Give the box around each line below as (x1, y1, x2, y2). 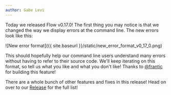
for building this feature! (5, 69, 56, 75)
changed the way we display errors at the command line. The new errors (5, 27, 159, 33)
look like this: (5, 32, 33, 39)
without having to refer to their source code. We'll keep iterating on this (5, 58, 155, 64)
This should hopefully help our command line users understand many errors (5, 52, 166, 59)
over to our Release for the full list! (5, 84, 78, 90)
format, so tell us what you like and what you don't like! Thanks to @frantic (5, 63, 163, 69)
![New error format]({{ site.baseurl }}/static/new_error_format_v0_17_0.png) (5, 42, 162, 49)
